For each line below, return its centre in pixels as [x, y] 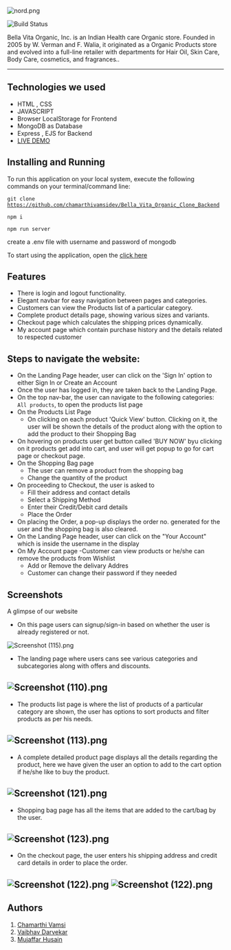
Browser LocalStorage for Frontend [67, 118]
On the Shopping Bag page [55, 463]
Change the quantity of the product [77, 478]
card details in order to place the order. [72, 863]
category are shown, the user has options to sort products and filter [113, 711]
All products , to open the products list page [80, 405]
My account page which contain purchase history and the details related [120, 330]
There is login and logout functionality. [71, 293]
